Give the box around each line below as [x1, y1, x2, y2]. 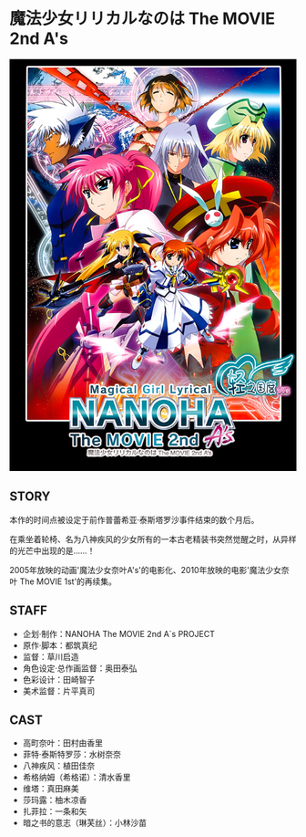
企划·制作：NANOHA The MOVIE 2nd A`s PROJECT [22, 628, 216, 639]
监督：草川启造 [22, 651, 79, 662]
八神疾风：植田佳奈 [22, 760, 96, 771]
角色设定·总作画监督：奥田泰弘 [22, 663, 138, 674]
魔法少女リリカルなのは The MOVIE [9, 8, 276, 29]
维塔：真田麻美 [22, 783, 79, 794]
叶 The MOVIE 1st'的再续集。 [9, 576, 117, 587]
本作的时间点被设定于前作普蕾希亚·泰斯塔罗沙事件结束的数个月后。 [9, 514, 260, 525]
